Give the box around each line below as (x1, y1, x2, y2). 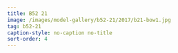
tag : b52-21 (7, 23, 41, 30)
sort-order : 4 (7, 36, 48, 43)
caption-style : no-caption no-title (7, 29, 112, 36)
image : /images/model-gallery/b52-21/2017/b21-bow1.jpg (7, 17, 171, 23)
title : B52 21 (7, 10, 48, 17)
